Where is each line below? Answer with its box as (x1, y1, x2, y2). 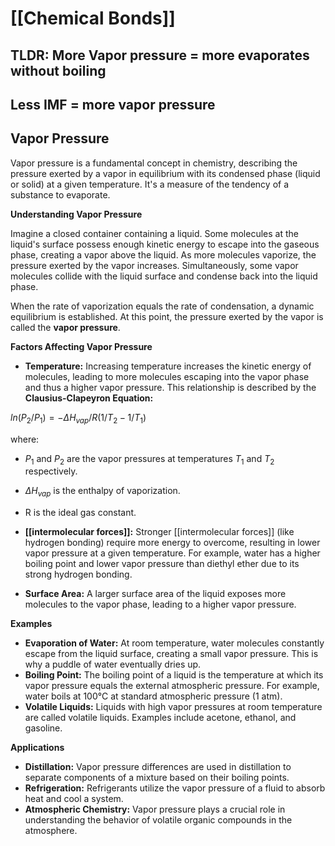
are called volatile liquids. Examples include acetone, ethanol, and (24, 712, 297, 724)
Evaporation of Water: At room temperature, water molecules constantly (24, 637, 325, 649)
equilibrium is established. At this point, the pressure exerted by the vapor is (10, 310, 324, 322)
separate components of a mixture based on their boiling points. (24, 772, 290, 784)
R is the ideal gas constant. (24, 507, 137, 519)
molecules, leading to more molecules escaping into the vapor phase (24, 370, 310, 382)
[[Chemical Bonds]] (10, 7, 176, 30)
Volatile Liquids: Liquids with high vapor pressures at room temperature (24, 701, 323, 713)
